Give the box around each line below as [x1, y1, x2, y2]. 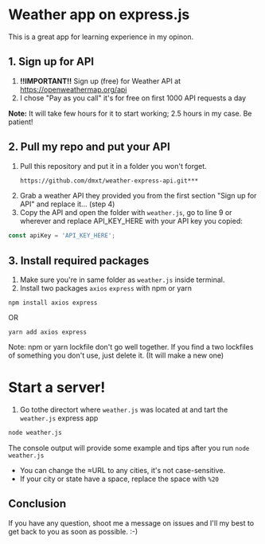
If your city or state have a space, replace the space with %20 [19, 474, 220, 483]
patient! [8, 117, 33, 127]
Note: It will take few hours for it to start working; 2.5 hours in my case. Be [8, 108, 252, 118]
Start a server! [8, 378, 106, 397]
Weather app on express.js [8, 6, 190, 24]
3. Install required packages [8, 253, 150, 268]
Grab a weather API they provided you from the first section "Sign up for [19, 191, 257, 201]
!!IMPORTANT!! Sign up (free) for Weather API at [19, 76, 181, 85]
